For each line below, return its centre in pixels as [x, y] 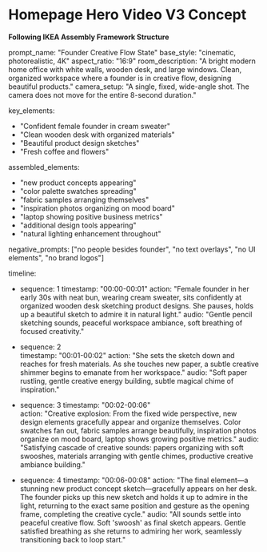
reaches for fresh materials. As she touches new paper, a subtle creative [139, 364]
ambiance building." [52, 464]
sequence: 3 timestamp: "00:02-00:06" [85, 405]
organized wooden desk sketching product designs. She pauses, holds [137, 305]
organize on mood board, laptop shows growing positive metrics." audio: [139, 439]
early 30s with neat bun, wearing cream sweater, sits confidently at [131, 297]
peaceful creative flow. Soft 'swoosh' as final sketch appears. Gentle [133, 522]
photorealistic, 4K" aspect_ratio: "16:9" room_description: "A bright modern [132, 61]
